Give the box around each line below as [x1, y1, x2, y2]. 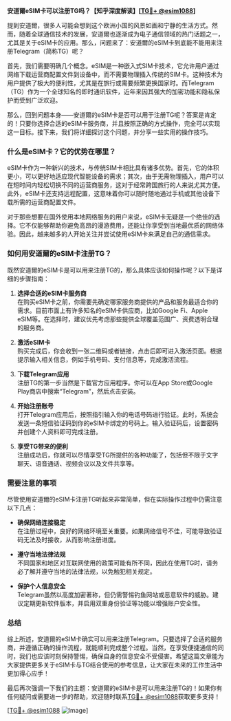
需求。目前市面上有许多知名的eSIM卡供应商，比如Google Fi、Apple [16, 306, 208, 314]
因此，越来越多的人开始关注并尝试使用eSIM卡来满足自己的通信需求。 [19, 230, 214, 238]
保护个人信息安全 [16, 581, 66, 590]
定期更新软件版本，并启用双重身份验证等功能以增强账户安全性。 [23, 599, 204, 607]
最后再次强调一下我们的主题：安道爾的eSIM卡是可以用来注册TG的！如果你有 [7, 684, 223, 692]
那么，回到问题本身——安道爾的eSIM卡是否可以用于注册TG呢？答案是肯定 [7, 111, 217, 119]
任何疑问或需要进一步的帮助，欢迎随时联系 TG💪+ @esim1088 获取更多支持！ [7, 693, 221, 701]
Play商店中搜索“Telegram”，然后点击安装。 [16, 387, 140, 395]
